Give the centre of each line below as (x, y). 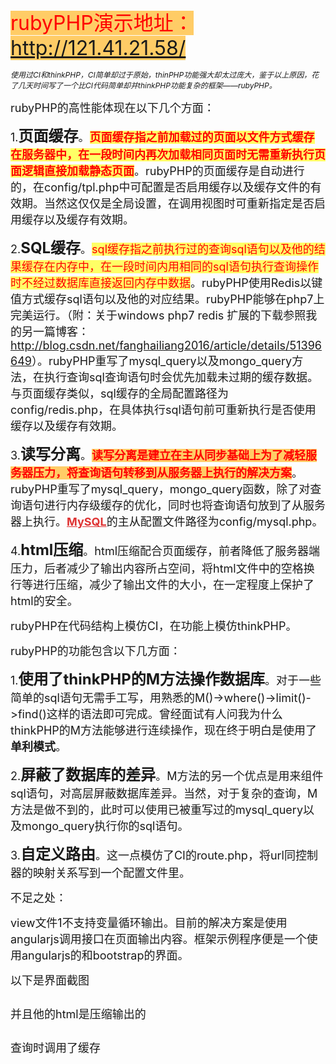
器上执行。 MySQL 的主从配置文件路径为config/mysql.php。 (167, 522)
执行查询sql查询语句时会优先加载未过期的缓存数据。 (181, 377)
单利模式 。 (38, 747)
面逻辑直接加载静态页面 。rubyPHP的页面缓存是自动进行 (157, 171)
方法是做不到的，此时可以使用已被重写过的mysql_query (157, 810)
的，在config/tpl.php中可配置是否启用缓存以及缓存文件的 (160, 187)
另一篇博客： (55, 332)
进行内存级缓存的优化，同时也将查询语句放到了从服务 (184, 505)
